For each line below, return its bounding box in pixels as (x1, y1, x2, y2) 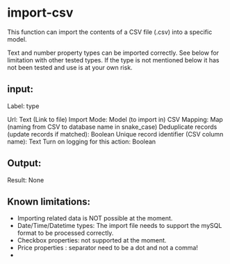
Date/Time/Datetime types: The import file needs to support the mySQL (17, 222, 222, 230)
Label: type (7, 102, 40, 110)
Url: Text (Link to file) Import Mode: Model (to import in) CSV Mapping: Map (7, 115, 224, 123)
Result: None (7, 175, 44, 184)
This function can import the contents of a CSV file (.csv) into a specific (7, 28, 213, 36)
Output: (7, 157, 42, 169)
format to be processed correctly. (17, 229, 114, 237)
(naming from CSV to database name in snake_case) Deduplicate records (7, 123, 217, 131)
